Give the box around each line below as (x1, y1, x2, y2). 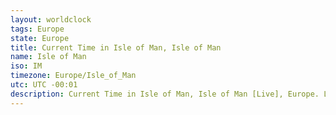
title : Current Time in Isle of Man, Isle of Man (10, 42, 222, 53)
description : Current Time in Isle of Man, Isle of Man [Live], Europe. (10, 89, 320, 99)
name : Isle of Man (10, 52, 87, 62)
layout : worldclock (10, 14, 92, 25)
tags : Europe (10, 24, 65, 34)
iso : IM (10, 61, 43, 71)
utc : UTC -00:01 (10, 80, 78, 90)
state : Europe (10, 33, 70, 43)
